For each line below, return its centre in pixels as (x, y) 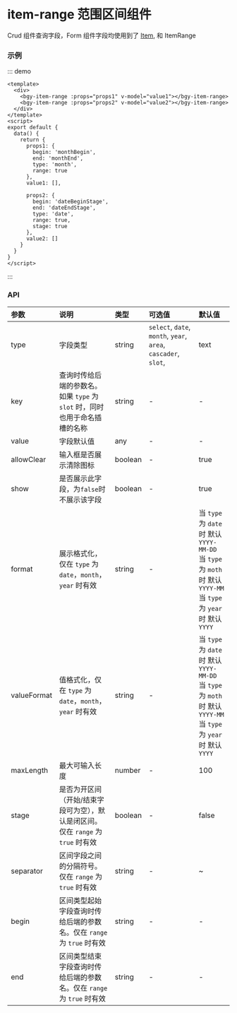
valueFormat (32, 695)
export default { (33, 128)
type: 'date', (53, 214)
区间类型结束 (80, 956)
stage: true (50, 227)
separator (27, 871)
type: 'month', (55, 165)
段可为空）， (79, 810)
